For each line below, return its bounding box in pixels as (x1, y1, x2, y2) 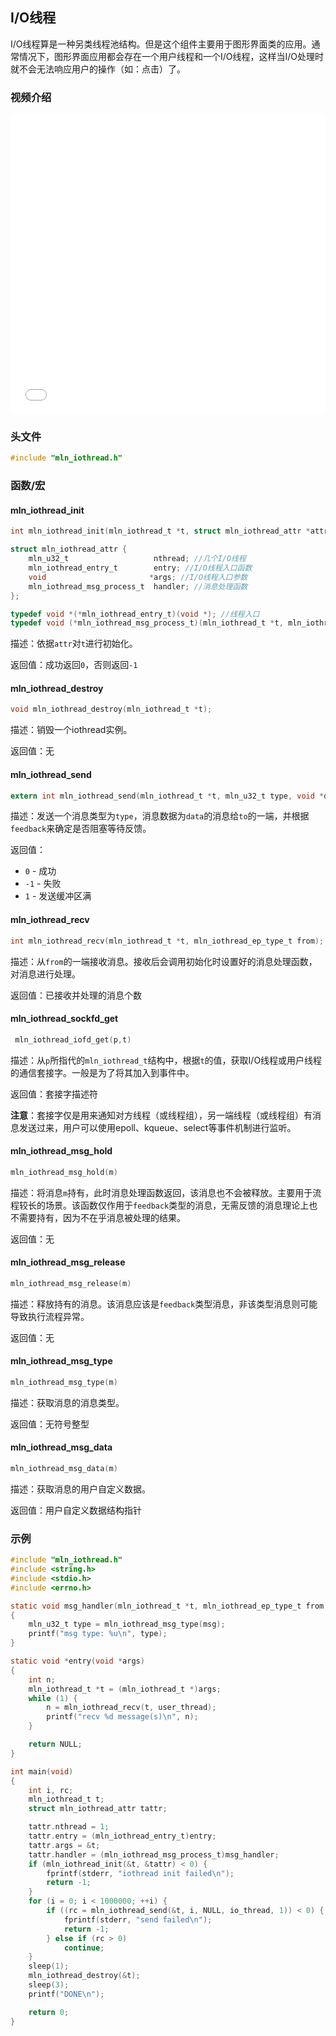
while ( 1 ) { (28, 1693, 78, 1703)
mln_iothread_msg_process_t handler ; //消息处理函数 (28, 581, 248, 592)
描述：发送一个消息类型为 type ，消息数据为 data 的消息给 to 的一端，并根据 (10, 810, 310, 822)
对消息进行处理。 (10, 968, 81, 980)
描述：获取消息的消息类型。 (10, 1396, 125, 1408)
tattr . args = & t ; (28, 1840, 101, 1850)
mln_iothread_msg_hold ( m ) (10, 1167, 118, 1177)
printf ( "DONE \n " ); (28, 1989, 105, 1999)
